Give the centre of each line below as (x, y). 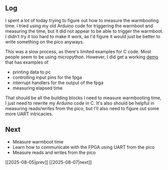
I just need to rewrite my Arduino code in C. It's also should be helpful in (80, 103)
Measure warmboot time (38, 142)
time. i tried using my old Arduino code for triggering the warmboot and (79, 26)
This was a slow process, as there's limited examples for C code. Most (78, 51)
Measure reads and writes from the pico (54, 152)
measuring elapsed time (37, 88)
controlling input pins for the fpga (47, 77)
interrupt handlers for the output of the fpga (58, 82)
